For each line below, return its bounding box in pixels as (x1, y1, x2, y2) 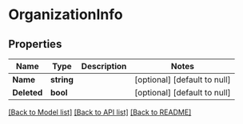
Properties (8, 37, 62, 51)
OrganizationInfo (8, 6, 124, 24)
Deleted (12, 87, 43, 98)
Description (81, 61, 127, 72)
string (50, 74, 74, 85)
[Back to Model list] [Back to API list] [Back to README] (8, 107, 192, 117)
